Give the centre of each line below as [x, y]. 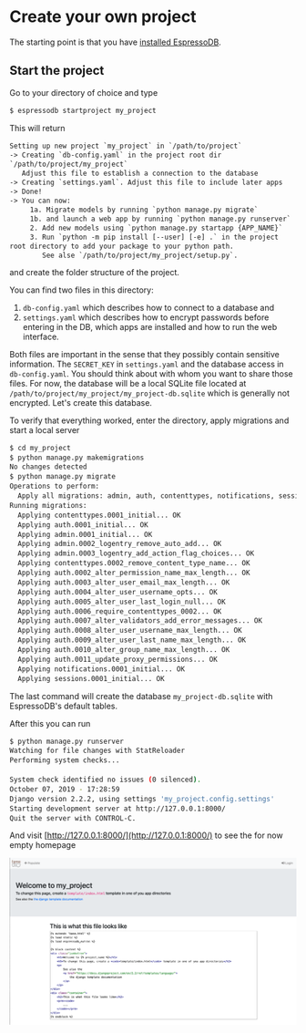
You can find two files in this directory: [82, 290]
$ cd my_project [40, 448]
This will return [37, 128]
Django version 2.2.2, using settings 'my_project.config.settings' [142, 799]
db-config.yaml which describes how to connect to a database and [148, 307]
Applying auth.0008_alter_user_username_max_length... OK [130, 631]
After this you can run [50, 723]
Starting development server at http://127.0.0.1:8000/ [117, 809]
